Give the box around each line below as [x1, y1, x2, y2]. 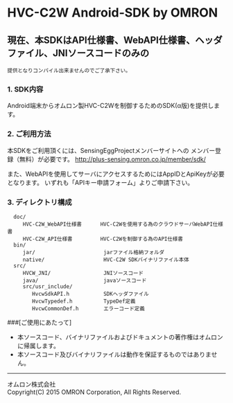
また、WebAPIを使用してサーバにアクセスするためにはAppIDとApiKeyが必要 [7, 170, 225, 178]
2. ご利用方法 [7, 129, 51, 139]
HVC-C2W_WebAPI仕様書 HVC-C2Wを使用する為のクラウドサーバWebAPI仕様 [22, 220, 223, 228]
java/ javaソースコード [22, 277, 147, 284]
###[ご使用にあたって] [7, 318, 72, 326]
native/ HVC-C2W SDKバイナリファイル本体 [22, 256, 189, 263]
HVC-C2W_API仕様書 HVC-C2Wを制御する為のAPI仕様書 [22, 235, 184, 242]
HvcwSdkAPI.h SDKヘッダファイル [32, 290, 149, 297]
